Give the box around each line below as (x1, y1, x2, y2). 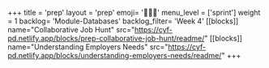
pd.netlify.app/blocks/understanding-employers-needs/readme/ (7, 51, 222, 60)
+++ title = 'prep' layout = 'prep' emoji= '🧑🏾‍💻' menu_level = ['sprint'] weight (7, 8, 261, 17)
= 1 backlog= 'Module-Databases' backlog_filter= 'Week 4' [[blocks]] (7, 16, 239, 26)
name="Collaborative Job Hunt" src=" (7, 25, 135, 34)
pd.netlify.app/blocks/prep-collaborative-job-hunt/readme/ (7, 33, 205, 43)
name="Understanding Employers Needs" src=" (7, 42, 169, 52)
